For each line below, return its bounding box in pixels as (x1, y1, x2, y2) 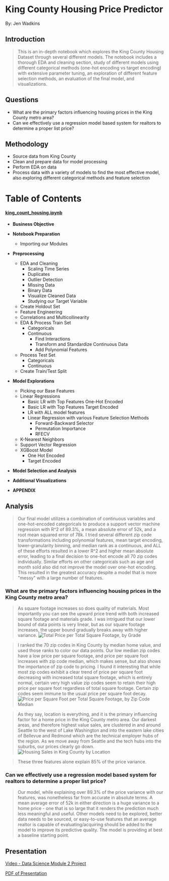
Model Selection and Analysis (12, 468, 77, 474)
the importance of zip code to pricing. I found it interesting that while (17, 663, 160, 669)
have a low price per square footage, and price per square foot (17, 653, 149, 659)
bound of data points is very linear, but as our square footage (17, 621, 145, 627)
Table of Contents (5, 193, 82, 204)
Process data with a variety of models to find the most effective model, (12, 169, 160, 175)
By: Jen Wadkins (5, 20, 40, 26)
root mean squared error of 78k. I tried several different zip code (17, 532, 152, 538)
